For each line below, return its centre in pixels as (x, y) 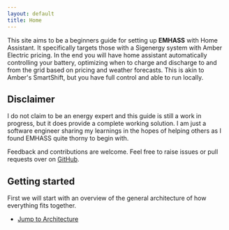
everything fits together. (42, 206)
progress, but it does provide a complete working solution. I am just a (107, 124)
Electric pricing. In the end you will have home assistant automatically (107, 55)
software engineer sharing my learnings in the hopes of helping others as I (114, 131)
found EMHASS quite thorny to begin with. (68, 138)
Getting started (41, 181)
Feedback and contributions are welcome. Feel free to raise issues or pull (113, 152)
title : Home (24, 20)
